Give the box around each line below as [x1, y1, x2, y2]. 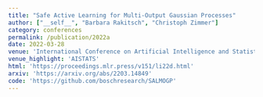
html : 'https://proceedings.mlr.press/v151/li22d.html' [8, 63, 194, 70]
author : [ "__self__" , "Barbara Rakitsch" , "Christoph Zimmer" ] [8, 19, 219, 27]
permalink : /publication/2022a [8, 33, 110, 41]
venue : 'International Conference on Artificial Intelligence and [8, 48, 229, 56]
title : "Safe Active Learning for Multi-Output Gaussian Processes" [8, 11, 236, 20]
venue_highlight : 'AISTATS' [8, 56, 100, 63]
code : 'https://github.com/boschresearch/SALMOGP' [8, 77, 177, 84]
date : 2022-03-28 [8, 41, 65, 48]
